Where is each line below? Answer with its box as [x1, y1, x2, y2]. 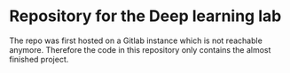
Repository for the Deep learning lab [9, 6, 282, 26]
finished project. [9, 54, 69, 64]
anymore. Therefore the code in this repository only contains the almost [9, 44, 271, 55]
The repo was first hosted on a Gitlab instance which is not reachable [9, 35, 263, 46]
